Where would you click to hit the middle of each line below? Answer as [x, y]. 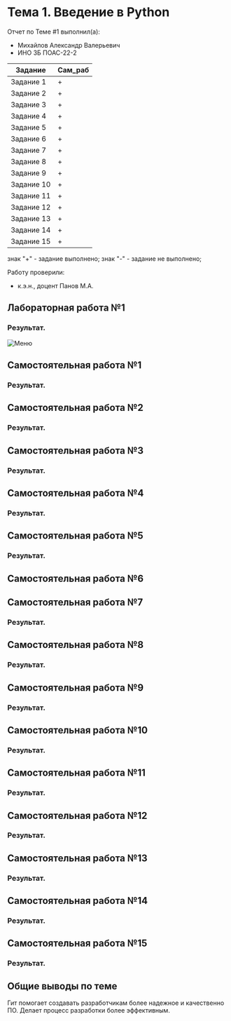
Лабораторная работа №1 [66, 308]
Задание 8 [29, 161]
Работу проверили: [36, 272]
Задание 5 [29, 127]
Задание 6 [29, 139]
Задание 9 [29, 173]
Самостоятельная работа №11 [76, 773]
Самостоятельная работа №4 [76, 493]
